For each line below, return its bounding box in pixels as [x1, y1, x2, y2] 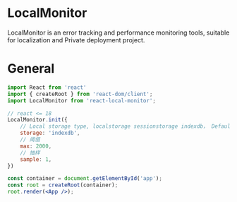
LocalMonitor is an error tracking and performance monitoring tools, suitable [7, 28, 230, 37]
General [7, 61, 55, 77]
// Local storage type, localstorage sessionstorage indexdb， [20, 123, 209, 130]
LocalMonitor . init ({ [7, 117, 68, 124]
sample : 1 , [20, 155, 52, 163]
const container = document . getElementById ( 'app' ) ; [7, 175, 162, 182]
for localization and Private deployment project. [7, 35, 145, 44]
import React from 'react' [7, 83, 87, 91]
